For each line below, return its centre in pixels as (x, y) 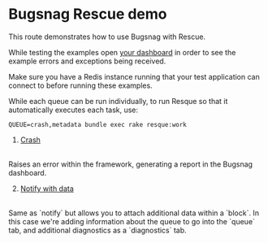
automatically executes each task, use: (73, 110)
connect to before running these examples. (80, 85)
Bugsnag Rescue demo (88, 14)
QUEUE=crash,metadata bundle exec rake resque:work (97, 124)
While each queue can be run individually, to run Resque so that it (118, 101)
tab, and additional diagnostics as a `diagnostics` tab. (97, 230)
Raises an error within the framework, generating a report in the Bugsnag (131, 164)
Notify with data (47, 189)
